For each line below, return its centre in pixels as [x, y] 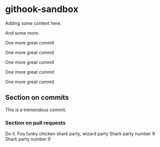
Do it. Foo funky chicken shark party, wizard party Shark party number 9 [80, 134]
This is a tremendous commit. [36, 110]
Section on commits [37, 97]
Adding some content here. [33, 23]
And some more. [22, 33]
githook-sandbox [42, 9]
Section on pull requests [36, 123]
